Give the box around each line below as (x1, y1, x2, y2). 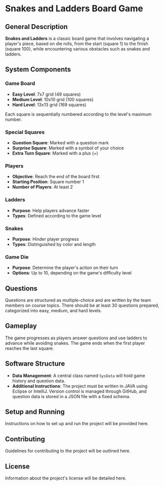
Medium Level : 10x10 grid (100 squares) (12, 96, 94, 102)
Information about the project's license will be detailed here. (5, 475, 127, 481)
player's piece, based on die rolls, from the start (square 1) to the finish (5, 41, 148, 47)
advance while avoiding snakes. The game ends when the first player (5, 340, 145, 346)
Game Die (5, 253, 29, 260)
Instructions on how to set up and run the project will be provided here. (5, 421, 149, 427)
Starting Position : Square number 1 (12, 179, 84, 185)
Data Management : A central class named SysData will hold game (12, 373, 145, 378)
